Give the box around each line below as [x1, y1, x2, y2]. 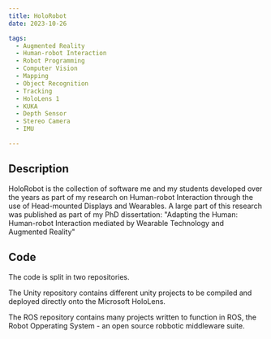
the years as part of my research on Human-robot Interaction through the [8, 192, 254, 202]
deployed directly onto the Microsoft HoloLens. [8, 296, 166, 306]
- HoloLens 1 [15, 94, 60, 102]
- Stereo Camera [15, 117, 71, 126]
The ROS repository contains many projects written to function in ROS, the [8, 312, 257, 322]
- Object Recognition [15, 79, 89, 88]
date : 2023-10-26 [8, 20, 67, 28]
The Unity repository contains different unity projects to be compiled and [8, 288, 252, 298]
